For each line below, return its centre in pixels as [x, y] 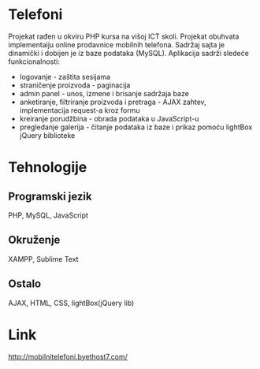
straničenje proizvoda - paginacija [75, 85]
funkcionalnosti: [34, 61]
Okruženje [34, 240]
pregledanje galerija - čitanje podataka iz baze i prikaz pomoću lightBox [136, 127]
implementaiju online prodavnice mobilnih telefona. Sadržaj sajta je [117, 44]
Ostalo [25, 284]
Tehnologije [48, 168]
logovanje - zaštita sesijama [65, 76]
